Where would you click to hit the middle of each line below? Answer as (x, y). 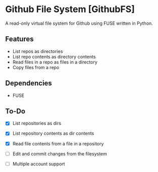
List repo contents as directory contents (54, 56)
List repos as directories (38, 51)
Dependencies (29, 83)
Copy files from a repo (36, 67)
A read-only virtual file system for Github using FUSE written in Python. (79, 23)
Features (19, 39)
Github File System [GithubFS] (70, 9)
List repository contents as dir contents (53, 133)
